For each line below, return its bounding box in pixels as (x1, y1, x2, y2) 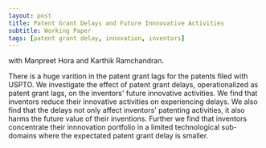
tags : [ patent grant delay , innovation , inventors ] (8, 34, 185, 42)
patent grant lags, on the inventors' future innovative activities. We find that (8, 89, 258, 98)
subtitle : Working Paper (8, 26, 92, 34)
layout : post (8, 11, 52, 20)
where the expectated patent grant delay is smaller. (39, 131, 209, 141)
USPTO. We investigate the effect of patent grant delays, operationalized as (8, 80, 259, 90)
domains (8, 131, 38, 141)
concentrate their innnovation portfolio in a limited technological (8, 122, 220, 132)
